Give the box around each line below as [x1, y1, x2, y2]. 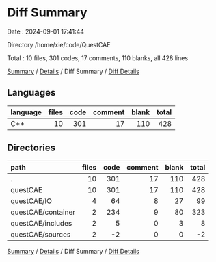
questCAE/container [10, 207, 76, 217]
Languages [7, 87, 56, 99]
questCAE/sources [10, 229, 71, 239]
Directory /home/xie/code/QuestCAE [7, 40, 111, 49]
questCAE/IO [10, 196, 53, 206]
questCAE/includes [10, 218, 72, 228]
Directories [7, 142, 56, 154]
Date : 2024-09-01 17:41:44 [7, 27, 84, 36]
